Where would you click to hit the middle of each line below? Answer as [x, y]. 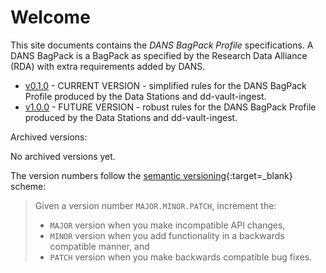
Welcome [50, 17]
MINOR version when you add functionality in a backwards [167, 235]
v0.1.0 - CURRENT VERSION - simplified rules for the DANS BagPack [165, 85]
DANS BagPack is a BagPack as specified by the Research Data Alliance [159, 55]
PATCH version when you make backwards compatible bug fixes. [181, 257]
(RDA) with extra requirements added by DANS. [108, 66]
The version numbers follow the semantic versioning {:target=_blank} [151, 175]
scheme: [28, 186]
